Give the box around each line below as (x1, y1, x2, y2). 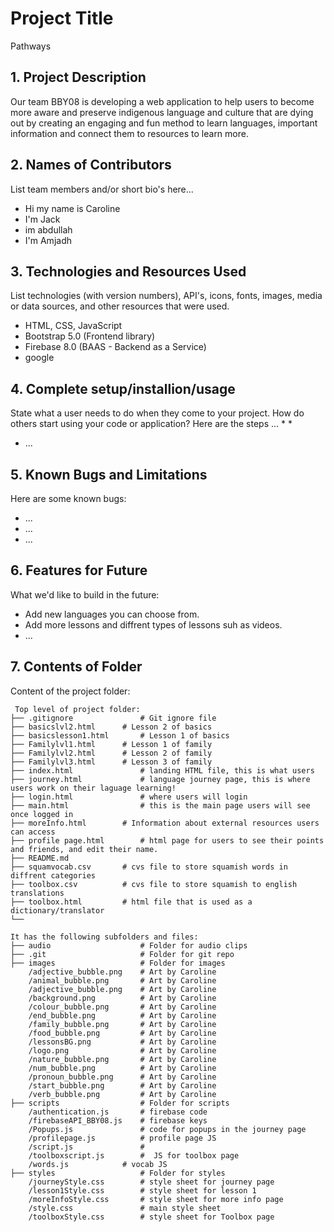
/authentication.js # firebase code (28, 1107, 208, 1117)
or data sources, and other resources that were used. (10, 300, 230, 312)
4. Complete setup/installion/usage (10, 380, 236, 397)
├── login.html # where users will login (10, 792, 248, 802)
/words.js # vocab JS (28, 1159, 168, 1169)
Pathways (10, 40, 52, 52)
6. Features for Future (10, 562, 148, 579)
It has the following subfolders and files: (10, 932, 199, 942)
